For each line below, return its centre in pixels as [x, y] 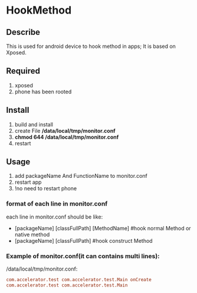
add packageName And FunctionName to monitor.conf [81, 176]
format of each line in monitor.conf [57, 204]
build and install [34, 124]
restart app [28, 182]
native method [32, 235]
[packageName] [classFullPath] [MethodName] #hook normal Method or [103, 228]
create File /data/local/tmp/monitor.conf [65, 131]
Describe [23, 32]
